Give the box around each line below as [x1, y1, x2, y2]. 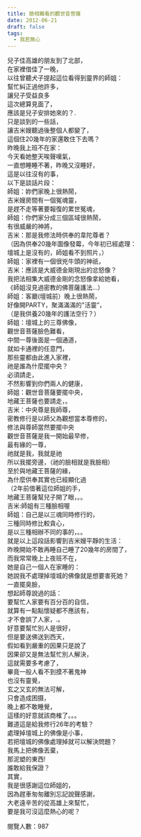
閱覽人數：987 [7, 822, 49, 831]
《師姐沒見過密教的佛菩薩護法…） [7, 284, 104, 292]
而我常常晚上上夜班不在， [7, 554, 81, 562]
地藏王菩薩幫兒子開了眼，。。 [7, 493, 87, 502]
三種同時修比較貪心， [7, 519, 68, 527]
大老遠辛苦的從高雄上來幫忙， [7, 799, 92, 807]
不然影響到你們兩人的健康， [7, 379, 87, 388]
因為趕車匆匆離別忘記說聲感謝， [7, 790, 99, 799]
